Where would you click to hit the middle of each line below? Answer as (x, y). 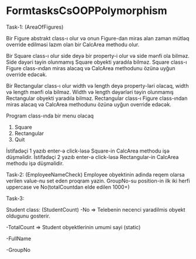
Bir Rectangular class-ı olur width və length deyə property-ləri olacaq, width (97, 85)
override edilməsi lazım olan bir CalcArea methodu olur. (73, 44)
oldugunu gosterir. (28, 216)
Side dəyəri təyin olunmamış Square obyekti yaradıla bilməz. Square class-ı (97, 62)
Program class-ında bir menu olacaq (50, 116)
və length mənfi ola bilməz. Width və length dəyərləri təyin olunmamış (90, 92)
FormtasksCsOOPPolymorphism (87, 11)
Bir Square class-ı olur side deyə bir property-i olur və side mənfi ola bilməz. (98, 56)
